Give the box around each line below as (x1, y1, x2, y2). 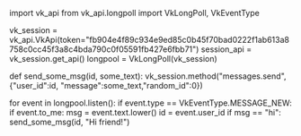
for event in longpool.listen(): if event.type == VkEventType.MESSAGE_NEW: (9, 98, 292, 108)
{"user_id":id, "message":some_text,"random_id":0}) (9, 81, 204, 90)
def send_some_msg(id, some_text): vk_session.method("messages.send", (9, 71, 287, 81)
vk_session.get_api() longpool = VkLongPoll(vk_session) (9, 54, 217, 64)
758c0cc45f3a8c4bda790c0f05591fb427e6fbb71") (9, 44, 199, 55)
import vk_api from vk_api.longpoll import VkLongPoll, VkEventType (9, 8, 261, 18)
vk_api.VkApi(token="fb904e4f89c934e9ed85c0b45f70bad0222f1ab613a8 (9, 35, 290, 45)
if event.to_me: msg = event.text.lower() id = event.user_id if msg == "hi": (9, 107, 281, 117)
